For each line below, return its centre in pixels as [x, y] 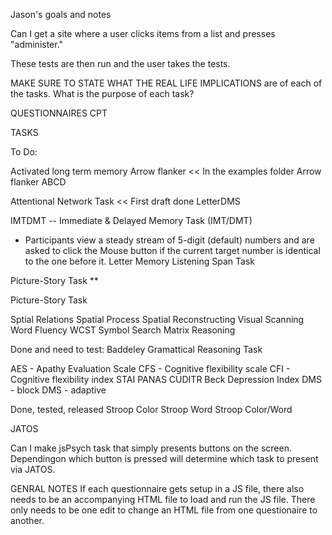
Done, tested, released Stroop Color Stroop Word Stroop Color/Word [151, 409]
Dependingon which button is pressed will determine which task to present [164, 458]
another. [27, 520]
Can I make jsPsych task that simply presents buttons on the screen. [151, 448]
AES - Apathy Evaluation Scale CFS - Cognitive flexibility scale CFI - [150, 368]
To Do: [24, 152]
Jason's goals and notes [61, 14]
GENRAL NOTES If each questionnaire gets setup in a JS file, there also [157, 488]
